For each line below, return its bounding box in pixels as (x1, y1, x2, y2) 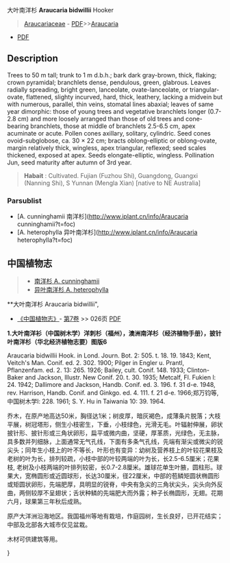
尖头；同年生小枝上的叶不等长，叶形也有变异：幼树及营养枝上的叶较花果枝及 (7, 446, 223, 454)
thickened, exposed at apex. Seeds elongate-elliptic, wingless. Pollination (7, 151, 214, 159)
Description (7, 53, 58, 64)
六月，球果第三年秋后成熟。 (7, 497, 86, 505)
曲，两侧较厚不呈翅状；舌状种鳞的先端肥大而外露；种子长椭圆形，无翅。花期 (7, 488, 223, 497)
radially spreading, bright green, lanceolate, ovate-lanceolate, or (7, 85, 188, 94)
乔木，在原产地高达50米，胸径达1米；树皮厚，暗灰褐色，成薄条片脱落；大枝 (7, 412, 221, 420)
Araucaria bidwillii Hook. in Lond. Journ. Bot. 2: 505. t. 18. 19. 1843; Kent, (7, 351, 212, 360)
